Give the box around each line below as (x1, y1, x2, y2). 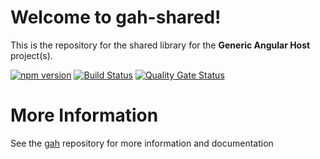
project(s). (10, 49, 53, 61)
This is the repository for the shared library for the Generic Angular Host (10, 39, 311, 51)
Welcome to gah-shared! (10, 6, 222, 29)
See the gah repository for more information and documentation (10, 137, 274, 149)
